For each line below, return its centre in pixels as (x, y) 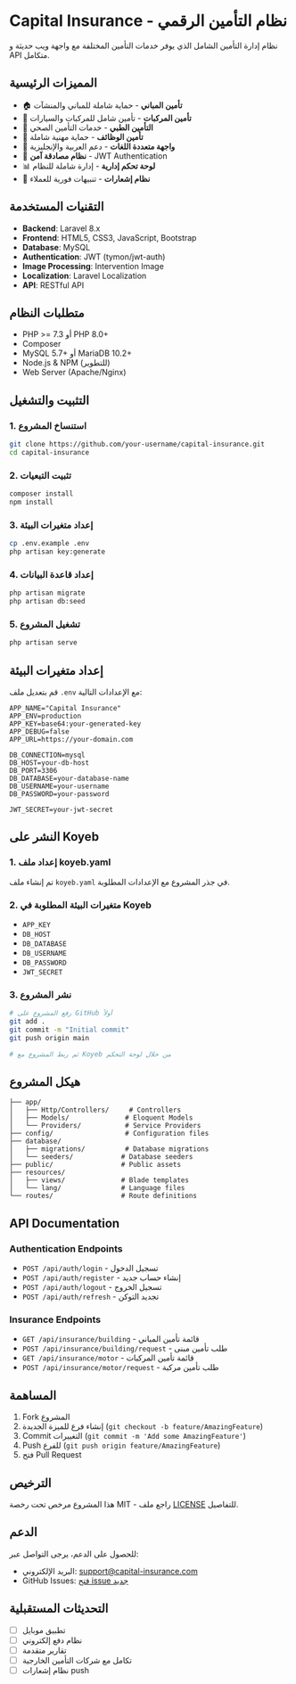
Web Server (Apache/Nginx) (74, 373)
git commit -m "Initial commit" (69, 1030)
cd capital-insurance (49, 452)
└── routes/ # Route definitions (103, 1196)
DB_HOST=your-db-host (49, 763)
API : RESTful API (53, 285)
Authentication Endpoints (66, 1248)
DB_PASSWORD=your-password (59, 794)
